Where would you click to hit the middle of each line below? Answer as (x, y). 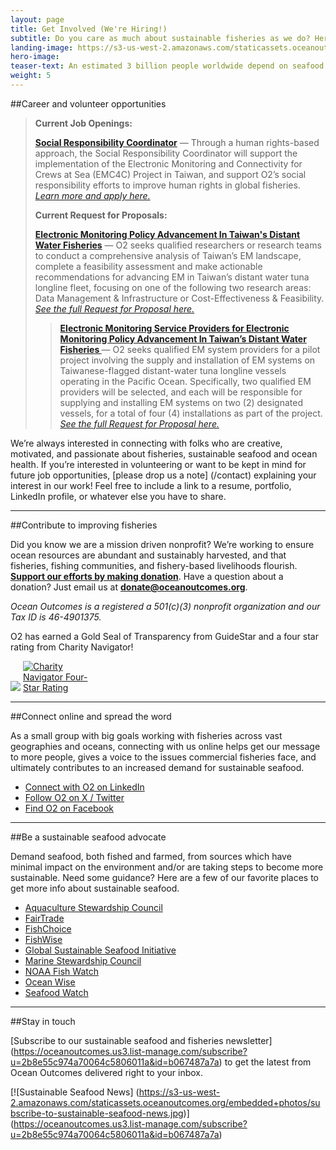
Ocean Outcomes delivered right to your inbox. (107, 1072)
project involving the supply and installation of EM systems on (187, 360)
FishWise (43, 939)
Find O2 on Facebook (69, 808)
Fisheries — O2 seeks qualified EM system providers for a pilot (190, 349)
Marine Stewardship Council (83, 960)
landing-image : (42, 47)
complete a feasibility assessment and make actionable (148, 266)
